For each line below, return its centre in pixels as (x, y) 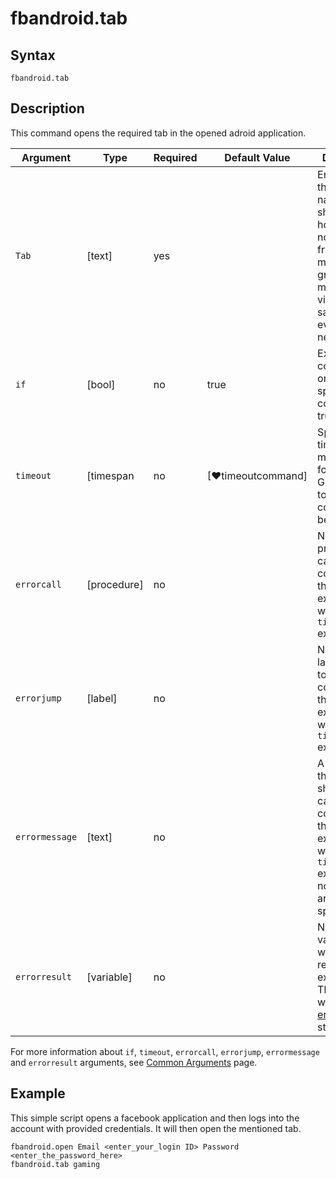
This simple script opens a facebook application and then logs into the (155, 1118)
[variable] (109, 977)
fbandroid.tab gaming (55, 1164)
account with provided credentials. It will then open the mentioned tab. (156, 1128)
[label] (102, 698)
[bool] (101, 384)
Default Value (257, 157)
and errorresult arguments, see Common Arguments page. (134, 1062)
